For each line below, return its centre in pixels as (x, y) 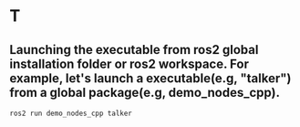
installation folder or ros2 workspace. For (129, 63)
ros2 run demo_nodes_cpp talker (71, 113)
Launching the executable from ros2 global (134, 50)
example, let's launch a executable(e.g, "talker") (150, 78)
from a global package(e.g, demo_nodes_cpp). (145, 92)
